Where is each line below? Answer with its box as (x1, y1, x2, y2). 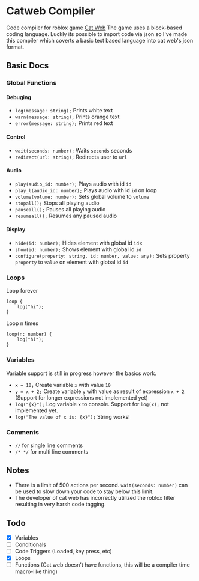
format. (6, 43, 25, 50)
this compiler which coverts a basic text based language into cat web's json (6, 37, 194, 44)
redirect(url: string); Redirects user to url (14, 153, 128, 160)
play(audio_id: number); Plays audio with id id (14, 180, 132, 187)
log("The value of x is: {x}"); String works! (14, 413, 130, 420)
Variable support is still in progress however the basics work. (6, 370, 157, 377)
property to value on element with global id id (14, 258, 129, 266)
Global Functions (6, 79, 57, 87)
